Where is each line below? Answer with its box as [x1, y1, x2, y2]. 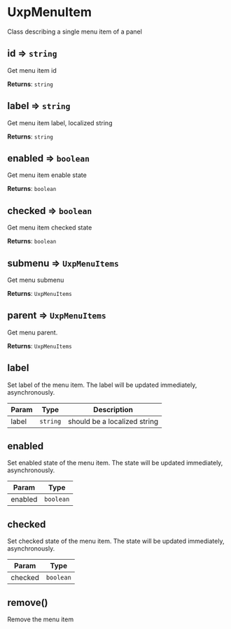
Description [93, 404, 134, 414]
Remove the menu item [7, 615, 74, 623]
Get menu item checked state [7, 223, 92, 232]
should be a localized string [67, 416, 159, 426]
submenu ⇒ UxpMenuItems [7, 257, 119, 269]
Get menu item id [7, 66, 57, 74]
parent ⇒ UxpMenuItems [7, 309, 106, 322]
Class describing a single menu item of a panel [7, 27, 142, 36]
